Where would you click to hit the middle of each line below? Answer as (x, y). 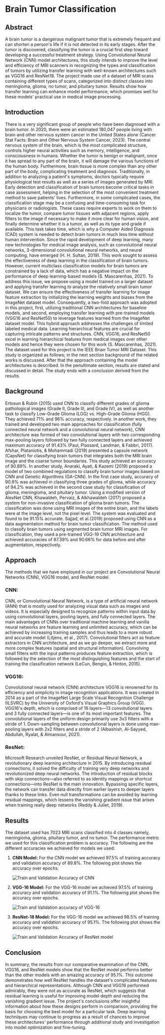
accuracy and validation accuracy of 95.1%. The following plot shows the (86, 922)
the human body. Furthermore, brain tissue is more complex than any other (81, 166)
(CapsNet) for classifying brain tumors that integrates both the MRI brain (79, 455)
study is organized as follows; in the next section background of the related (82, 355)
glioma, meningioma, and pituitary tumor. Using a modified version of (75, 492)
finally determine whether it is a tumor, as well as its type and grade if (76, 223)
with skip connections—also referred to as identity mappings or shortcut (79, 779)
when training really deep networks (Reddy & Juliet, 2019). (65, 805)
